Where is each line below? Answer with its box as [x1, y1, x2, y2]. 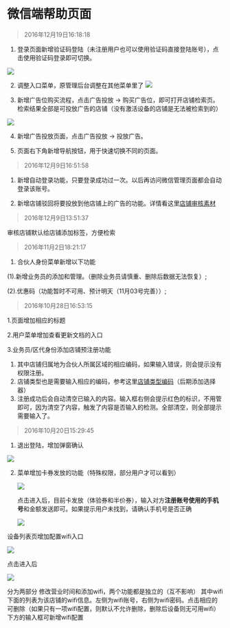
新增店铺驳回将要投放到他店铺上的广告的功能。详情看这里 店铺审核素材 [16, 199, 216, 207]
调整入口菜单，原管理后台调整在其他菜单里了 [16, 81, 144, 90]
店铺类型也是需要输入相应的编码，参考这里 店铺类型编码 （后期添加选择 [16, 377, 216, 386]
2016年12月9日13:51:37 [23, 213, 89, 222]
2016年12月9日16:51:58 [23, 161, 89, 169]
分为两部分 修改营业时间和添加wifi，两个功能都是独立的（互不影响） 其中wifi [7, 587, 223, 596]
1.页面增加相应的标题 [7, 316, 66, 324]
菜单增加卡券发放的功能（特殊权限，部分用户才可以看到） [16, 468, 180, 477]
